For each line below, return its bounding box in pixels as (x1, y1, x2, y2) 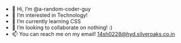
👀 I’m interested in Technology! (11, 12, 88, 19)
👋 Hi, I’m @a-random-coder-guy (11, 6, 91, 12)
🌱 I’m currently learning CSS (11, 18, 81, 24)
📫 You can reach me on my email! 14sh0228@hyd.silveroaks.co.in (11, 31, 175, 37)
